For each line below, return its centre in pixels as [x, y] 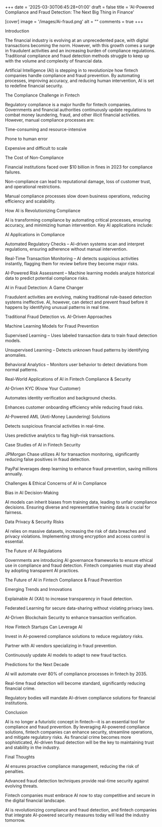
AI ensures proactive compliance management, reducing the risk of [72, 766]
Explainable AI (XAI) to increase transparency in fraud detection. [69, 599]
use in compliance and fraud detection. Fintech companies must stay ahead [81, 565]
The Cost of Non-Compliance [34, 158]
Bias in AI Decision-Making [32, 493]
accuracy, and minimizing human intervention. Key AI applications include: [79, 225]
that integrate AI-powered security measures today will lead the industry [77, 815]
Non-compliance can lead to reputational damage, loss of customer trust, [78, 182]
